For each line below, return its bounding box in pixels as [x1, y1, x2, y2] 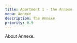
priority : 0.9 [5, 20, 34, 25]
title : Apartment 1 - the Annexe [5, 7, 73, 12]
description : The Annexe [5, 16, 55, 21]
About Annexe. [5, 33, 35, 39]
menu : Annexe [5, 11, 31, 16]
